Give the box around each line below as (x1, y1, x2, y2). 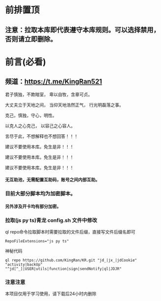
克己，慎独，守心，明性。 (5, 112, 57, 118)
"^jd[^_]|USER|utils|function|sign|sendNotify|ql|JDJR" (5, 266, 122, 271)
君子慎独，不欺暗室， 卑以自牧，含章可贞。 (5, 91, 92, 97)
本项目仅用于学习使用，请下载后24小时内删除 (5, 291, 97, 297)
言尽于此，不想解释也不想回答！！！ (5, 133, 79, 139)
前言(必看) (5, 56, 47, 67)
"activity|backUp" (5, 262, 43, 267)
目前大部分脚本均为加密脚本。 (5, 190, 76, 197)
